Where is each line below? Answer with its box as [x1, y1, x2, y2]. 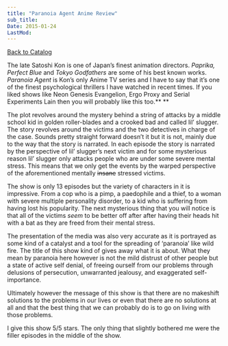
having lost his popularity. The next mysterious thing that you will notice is [7, 204, 216, 212]
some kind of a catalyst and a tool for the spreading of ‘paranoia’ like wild [7, 239, 214, 247]
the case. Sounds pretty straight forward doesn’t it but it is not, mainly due [7, 133, 217, 141]
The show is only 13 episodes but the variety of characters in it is [7, 182, 190, 190]
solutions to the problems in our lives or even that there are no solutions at [7, 296, 217, 305]
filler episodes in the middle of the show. [7, 332, 122, 340]
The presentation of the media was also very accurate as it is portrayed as [7, 232, 217, 240]
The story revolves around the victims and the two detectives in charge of [7, 125, 216, 134]
